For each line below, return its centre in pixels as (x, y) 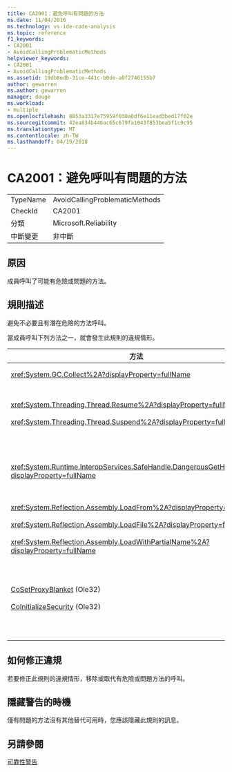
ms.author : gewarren (37, 90)
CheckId (24, 211)
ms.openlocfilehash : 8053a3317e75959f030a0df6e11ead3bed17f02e (100, 116)
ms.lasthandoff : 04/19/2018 (48, 142)
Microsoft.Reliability (85, 223)
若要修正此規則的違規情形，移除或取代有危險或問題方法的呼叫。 (98, 678)
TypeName (28, 200)
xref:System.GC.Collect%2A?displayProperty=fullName (101, 374)
